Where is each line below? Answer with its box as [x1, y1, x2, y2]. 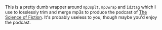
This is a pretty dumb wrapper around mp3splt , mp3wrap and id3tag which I [5, 4, 156, 10]
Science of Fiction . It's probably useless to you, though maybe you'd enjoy [5, 15, 157, 20]
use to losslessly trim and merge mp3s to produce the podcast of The [5, 9, 147, 15]
